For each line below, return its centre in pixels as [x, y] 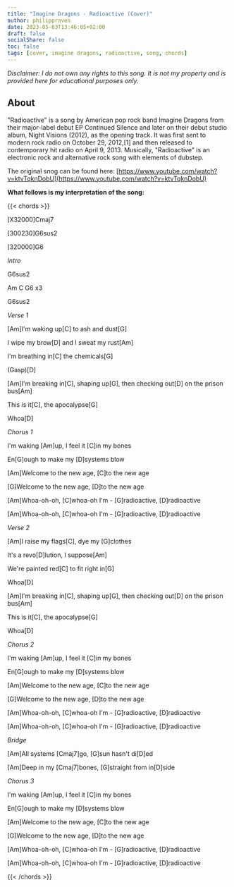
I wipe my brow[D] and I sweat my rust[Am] [70, 342]
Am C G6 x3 [25, 288]
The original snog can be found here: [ [63, 171]
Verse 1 [18, 315]
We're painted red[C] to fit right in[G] [61, 568]
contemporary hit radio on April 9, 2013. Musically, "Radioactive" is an [109, 149]
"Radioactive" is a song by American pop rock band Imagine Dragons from [116, 120]
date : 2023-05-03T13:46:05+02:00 [56, 27]
